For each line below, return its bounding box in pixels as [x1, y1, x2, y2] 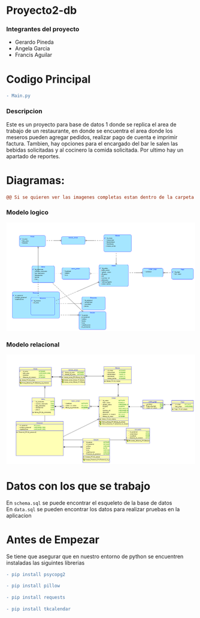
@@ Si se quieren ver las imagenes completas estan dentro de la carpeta [6, 194, 195, 200]
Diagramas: [6, 173, 65, 187]
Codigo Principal [6, 73, 91, 86]
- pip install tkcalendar [6, 606, 71, 612]
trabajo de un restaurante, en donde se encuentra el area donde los [6, 127, 173, 134]
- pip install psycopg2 [6, 571, 66, 577]
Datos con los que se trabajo [6, 479, 151, 493]
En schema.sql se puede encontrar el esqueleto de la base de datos [6, 499, 172, 507]
